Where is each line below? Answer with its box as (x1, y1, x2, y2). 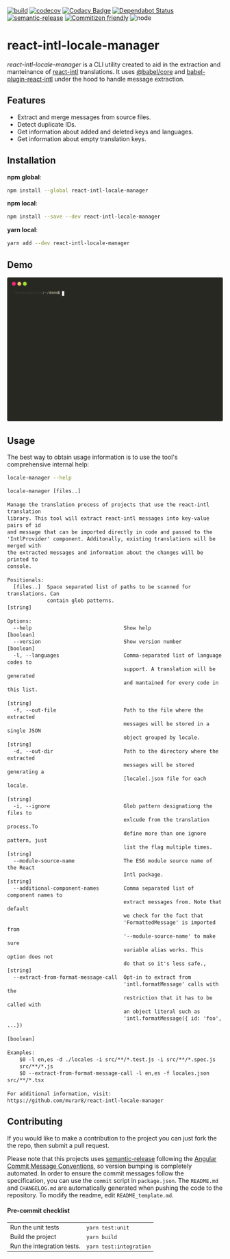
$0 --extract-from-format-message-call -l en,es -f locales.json (19, 1069, 210, 1077)
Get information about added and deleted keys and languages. (16, 127, 194, 136)
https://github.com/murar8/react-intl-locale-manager (7, 1097, 164, 1104)
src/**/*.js (19, 1062, 53, 1070)
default (7, 905, 29, 912)
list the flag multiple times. (123, 843, 213, 851)
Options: (7, 617, 32, 625)
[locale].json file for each (123, 775, 207, 782)
